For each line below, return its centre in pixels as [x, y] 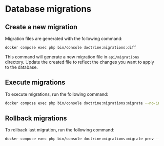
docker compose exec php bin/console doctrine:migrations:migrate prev [79, 139]
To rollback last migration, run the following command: [60, 130]
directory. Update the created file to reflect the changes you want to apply [80, 62]
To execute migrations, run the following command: [57, 94]
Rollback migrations [36, 118]
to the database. [21, 67]
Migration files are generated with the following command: [64, 38]
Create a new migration [41, 27]
